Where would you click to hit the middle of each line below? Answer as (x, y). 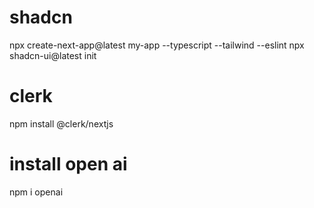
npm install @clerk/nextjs (61, 123)
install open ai (68, 164)
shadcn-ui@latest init (53, 55)
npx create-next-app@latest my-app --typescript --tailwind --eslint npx (157, 45)
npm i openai (36, 192)
